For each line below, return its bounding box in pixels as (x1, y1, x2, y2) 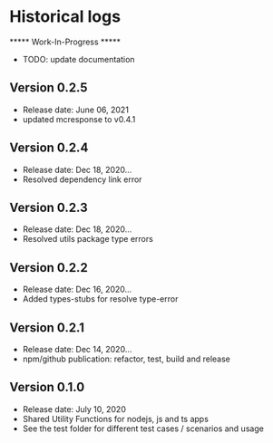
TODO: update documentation (22, 53, 135, 64)
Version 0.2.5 (9, 80, 88, 96)
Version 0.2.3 (9, 199, 88, 215)
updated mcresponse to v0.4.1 (22, 113, 136, 124)
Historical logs (9, 6, 121, 27)
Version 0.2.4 (9, 140, 89, 156)
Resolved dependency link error (22, 174, 142, 185)
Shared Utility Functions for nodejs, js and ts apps (22, 413, 209, 424)
